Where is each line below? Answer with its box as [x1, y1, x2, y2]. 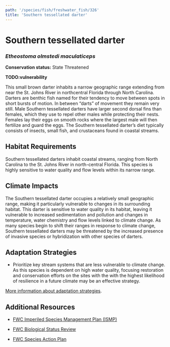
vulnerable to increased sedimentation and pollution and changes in [5, 211, 148, 218]
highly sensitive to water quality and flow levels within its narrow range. [5, 167, 156, 173]
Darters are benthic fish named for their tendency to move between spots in [5, 95, 165, 101]
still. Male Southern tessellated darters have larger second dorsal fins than [5, 105, 162, 112]
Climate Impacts [5, 182, 59, 190]
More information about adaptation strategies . [5, 288, 102, 294]
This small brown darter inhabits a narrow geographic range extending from [5, 84, 165, 90]
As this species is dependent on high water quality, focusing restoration [12, 267, 164, 273]
